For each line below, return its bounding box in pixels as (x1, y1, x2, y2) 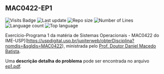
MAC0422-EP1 (5, 4, 52, 12)
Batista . (5, 48, 21, 54)
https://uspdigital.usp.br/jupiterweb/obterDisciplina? (26, 37, 134, 43)
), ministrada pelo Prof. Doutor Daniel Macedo (61, 42, 156, 49)
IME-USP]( (5, 37, 27, 43)
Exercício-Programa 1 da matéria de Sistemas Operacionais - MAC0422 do (5, 32, 159, 38)
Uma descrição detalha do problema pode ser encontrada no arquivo (5, 57, 149, 64)
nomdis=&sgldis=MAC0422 (5, 42, 62, 49)
